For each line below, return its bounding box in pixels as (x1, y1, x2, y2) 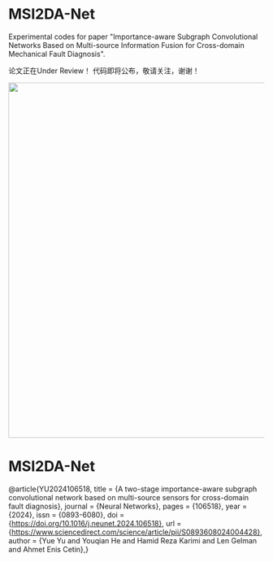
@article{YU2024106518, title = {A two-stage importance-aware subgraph (8, 484, 258, 494)
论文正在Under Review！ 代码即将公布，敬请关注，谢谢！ (8, 66, 200, 76)
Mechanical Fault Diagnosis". (8, 49, 106, 58)
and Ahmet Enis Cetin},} (8, 544, 89, 554)
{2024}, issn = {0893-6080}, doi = (8, 509, 124, 520)
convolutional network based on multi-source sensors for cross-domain (8, 492, 249, 502)
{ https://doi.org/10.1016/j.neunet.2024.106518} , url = (8, 518, 182, 528)
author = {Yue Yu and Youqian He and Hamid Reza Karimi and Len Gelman (8, 535, 258, 545)
